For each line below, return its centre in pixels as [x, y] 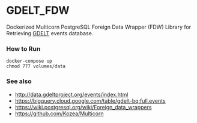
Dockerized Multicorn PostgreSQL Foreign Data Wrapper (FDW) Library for [98, 27]
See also [19, 81]
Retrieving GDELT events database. [50, 33]
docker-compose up [29, 61]
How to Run [23, 48]
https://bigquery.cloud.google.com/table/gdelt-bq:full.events [90, 101]
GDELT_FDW [38, 10]
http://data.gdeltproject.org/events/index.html [71, 94]
